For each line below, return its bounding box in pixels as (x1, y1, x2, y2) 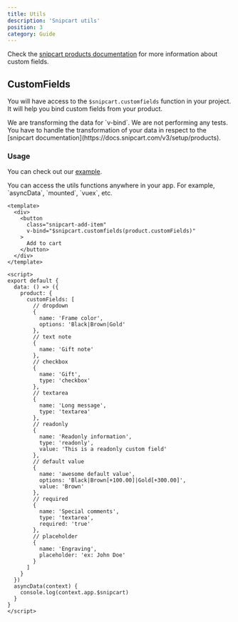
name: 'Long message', (38, 402, 107, 410)
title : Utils (7, 10, 46, 18)
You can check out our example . (7, 167, 103, 176)
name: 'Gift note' (38, 346, 94, 353)
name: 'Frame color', (38, 315, 103, 322)
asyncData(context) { (14, 583, 78, 590)
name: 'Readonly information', (38, 433, 133, 440)
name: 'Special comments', (38, 508, 120, 515)
